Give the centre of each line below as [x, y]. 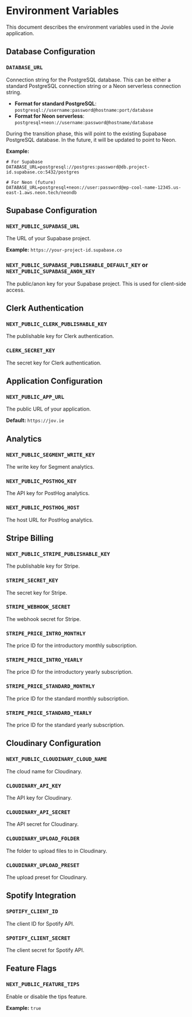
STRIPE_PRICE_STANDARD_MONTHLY [50, 686]
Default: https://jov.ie [35, 421]
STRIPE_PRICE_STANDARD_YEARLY [49, 713]
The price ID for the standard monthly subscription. [68, 698]
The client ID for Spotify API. [40, 923]
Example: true [24, 1008]
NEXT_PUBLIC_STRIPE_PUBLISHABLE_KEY [58, 554]
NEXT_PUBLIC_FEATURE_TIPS [43, 984]
